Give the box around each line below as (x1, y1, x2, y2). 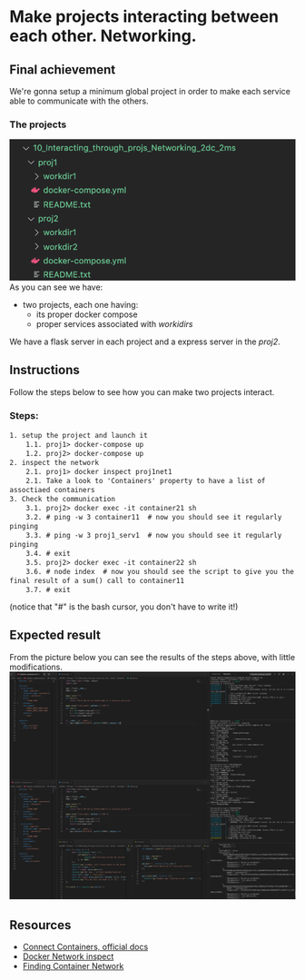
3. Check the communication (9, 495, 116, 504)
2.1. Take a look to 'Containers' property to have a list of (25, 477, 266, 486)
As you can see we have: (9, 282, 103, 292)
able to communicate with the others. (9, 95, 149, 106)
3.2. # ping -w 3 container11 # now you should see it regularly (25, 513, 282, 522)
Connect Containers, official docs (22, 942, 149, 953)
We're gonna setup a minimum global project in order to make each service (9, 86, 290, 96)
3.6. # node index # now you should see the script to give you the (25, 568, 295, 577)
